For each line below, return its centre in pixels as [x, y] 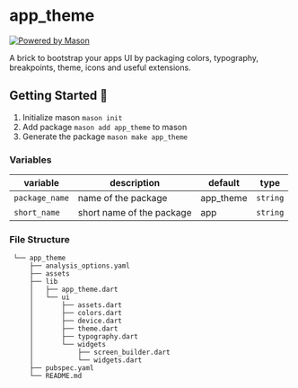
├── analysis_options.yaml [79, 266]
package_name [42, 198]
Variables [31, 160]
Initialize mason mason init [72, 117]
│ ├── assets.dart [76, 305]
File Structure [39, 239]
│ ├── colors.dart [76, 313]
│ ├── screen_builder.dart [100, 353]
